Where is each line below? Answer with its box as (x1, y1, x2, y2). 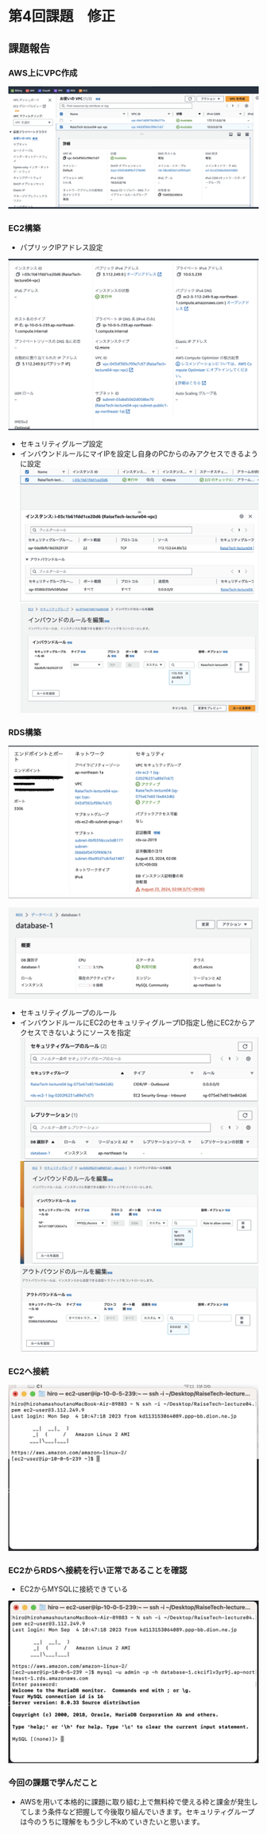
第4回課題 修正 (8, 7, 115, 25)
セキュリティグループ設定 (19, 438, 103, 448)
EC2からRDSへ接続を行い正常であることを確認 (8, 1565, 188, 1576)
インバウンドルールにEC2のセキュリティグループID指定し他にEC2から (19, 1018, 249, 1027)
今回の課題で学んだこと (8, 1778, 98, 1789)
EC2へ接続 (8, 1365, 49, 1376)
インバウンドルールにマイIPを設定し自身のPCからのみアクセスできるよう (19, 449, 258, 458)
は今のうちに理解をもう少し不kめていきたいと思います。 (19, 1816, 204, 1826)
